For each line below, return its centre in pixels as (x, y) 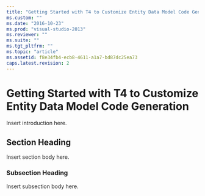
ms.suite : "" (23, 40)
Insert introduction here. (37, 123)
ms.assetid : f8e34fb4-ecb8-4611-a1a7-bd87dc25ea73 (72, 57)
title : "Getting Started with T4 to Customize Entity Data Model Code (98, 12)
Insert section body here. (38, 157)
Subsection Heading (37, 173)
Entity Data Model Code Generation (98, 106)
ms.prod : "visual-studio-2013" (46, 29)
